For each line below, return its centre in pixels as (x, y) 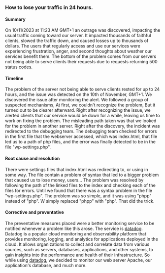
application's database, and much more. (46, 265)
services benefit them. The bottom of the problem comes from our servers (81, 56)
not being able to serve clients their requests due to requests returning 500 (81, 62)
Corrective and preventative (34, 212)
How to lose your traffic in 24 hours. (49, 7)
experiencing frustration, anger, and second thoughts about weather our (79, 51)
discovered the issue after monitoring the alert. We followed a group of (77, 100)
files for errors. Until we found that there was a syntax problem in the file (79, 190)
